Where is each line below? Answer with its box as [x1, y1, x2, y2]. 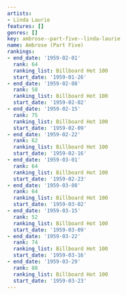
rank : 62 [13, 138, 38, 144]
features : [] [7, 23, 44, 29]
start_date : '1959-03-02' [13, 201, 87, 208]
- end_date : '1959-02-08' [7, 80, 81, 87]
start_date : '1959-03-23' [13, 277, 87, 284]
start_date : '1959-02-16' [13, 150, 87, 157]
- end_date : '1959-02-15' [7, 105, 81, 112]
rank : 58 [13, 86, 38, 93]
